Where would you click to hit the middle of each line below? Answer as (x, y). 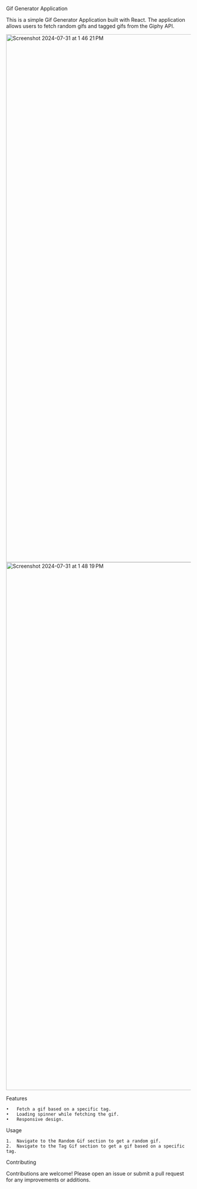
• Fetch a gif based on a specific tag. (59, 1109)
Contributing (21, 1162)
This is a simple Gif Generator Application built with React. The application (96, 20)
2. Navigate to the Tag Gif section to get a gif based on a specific (95, 1146)
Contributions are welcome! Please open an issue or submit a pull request (95, 1173)
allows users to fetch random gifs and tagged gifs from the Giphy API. (90, 26)
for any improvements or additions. (48, 1180)
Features (17, 1098)
